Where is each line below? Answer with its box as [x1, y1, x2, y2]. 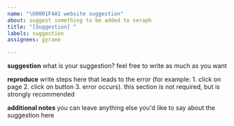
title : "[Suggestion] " [7, 23, 77, 30]
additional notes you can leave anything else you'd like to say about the [7, 104, 216, 112]
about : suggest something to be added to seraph [7, 17, 152, 24]
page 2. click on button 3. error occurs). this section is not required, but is [7, 83, 221, 91]
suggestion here [7, 111, 55, 120]
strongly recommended [7, 90, 75, 99]
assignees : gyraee [7, 36, 61, 43]
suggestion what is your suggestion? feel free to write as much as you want [7, 62, 228, 70]
